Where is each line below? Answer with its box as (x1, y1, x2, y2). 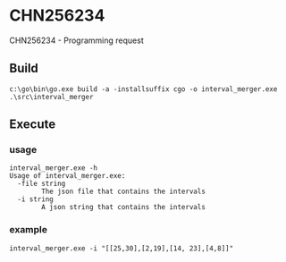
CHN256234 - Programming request (9, 35, 145, 46)
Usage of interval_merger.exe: (9, 172, 126, 181)
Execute (9, 117, 56, 132)
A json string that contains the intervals (41, 203, 206, 212)
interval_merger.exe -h (9, 164, 98, 173)
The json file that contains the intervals (41, 187, 206, 197)
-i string (17, 195, 54, 204)
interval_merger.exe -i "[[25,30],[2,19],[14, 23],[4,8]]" (9, 243, 234, 253)
